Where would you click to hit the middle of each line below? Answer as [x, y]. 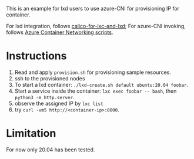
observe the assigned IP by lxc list [59, 103]
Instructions [36, 56]
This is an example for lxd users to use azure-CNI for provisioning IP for [93, 9]
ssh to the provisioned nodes [50, 78]
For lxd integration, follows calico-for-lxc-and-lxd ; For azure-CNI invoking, [96, 26]
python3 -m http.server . [44, 97]
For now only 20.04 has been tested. [51, 150]
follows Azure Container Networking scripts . [60, 32]
